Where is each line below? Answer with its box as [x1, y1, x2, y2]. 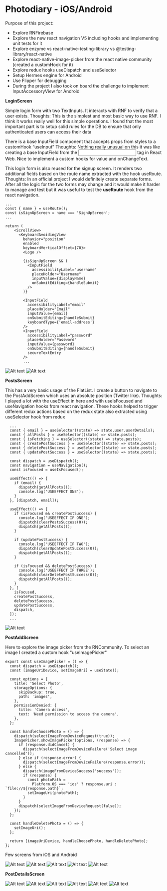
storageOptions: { [14, 685, 52, 690]
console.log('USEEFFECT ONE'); [18, 489, 84, 494]
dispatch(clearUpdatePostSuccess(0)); [18, 546, 99, 551]
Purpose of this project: [5, 20, 54, 26]
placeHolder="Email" [27, 306, 70, 311]
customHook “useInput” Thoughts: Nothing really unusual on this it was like [5, 143, 161, 149]
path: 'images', [18, 694, 52, 699]
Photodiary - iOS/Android [5, 3, 113, 15]
